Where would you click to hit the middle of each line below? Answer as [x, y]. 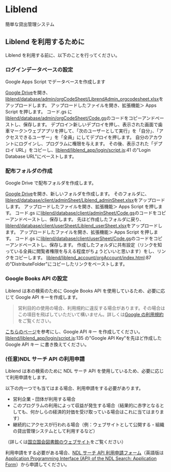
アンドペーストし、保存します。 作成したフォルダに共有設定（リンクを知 [86, 245]
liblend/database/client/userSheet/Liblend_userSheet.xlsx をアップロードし [84, 226]
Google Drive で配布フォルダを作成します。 [51, 183]
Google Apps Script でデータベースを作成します [55, 82]
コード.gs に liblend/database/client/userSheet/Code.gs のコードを [84, 239]
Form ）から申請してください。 [38, 464]
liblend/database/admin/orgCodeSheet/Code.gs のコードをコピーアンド [80, 118]
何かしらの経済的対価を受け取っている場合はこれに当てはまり [95, 412]
